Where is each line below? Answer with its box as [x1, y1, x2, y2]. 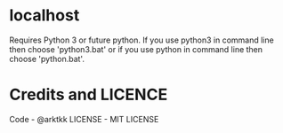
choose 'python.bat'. [9, 53, 85, 64]
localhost [9, 5, 80, 26]
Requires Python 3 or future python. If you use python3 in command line [9, 35, 274, 45]
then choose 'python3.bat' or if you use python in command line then [9, 43, 263, 54]
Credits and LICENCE [9, 85, 168, 105]
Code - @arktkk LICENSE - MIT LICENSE [9, 113, 159, 124]
